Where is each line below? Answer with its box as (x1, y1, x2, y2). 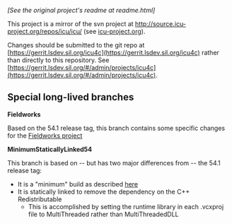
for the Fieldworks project (7, 131, 83, 140)
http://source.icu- (134, 20, 186, 28)
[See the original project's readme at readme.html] (7, 6, 156, 14)
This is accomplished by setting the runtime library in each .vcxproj (28, 202, 224, 211)
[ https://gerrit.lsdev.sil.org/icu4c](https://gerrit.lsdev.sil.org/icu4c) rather (7, 49, 219, 57)
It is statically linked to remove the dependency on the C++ (17, 187, 190, 196)
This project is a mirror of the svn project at (7, 20, 134, 28)
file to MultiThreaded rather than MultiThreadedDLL (28, 210, 179, 218)
